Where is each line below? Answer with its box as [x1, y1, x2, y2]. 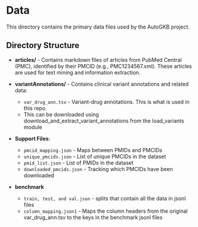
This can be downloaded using [23, 111, 99, 118]
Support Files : [14, 135, 50, 142]
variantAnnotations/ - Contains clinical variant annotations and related [14, 80, 189, 87]
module [23, 123, 43, 131]
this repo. [23, 105, 47, 112]
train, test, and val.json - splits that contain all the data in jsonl [23, 194, 186, 202]
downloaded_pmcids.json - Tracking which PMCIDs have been [23, 165, 173, 172]
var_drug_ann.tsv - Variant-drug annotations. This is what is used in [23, 98, 190, 105]
